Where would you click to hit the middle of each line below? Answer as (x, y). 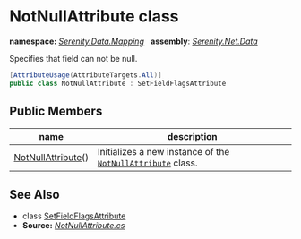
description (192, 136)
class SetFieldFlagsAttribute (74, 216)
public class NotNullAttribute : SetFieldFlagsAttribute (118, 83)
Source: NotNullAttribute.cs (73, 226)
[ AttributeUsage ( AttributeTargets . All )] (86, 75)
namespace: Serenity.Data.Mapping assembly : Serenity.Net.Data (133, 41)
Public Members (56, 111)
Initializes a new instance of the (163, 151)
